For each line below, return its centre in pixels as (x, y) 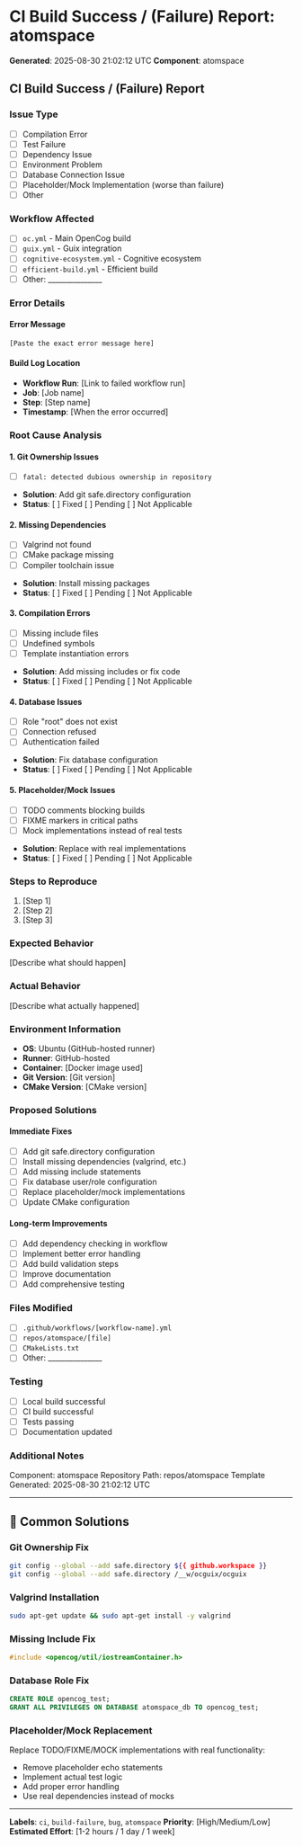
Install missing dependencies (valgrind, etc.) (104, 1162)
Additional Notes (47, 1456)
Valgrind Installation (54, 1597)
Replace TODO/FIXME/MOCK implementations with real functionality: (137, 1750)
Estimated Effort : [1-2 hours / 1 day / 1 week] (92, 1832)
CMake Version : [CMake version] (84, 1086)
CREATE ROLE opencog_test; (60, 1699)
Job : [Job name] (53, 392)
